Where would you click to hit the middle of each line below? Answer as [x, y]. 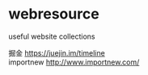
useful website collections [52, 36]
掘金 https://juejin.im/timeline [57, 52]
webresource [54, 14]
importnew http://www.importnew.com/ [74, 62]
